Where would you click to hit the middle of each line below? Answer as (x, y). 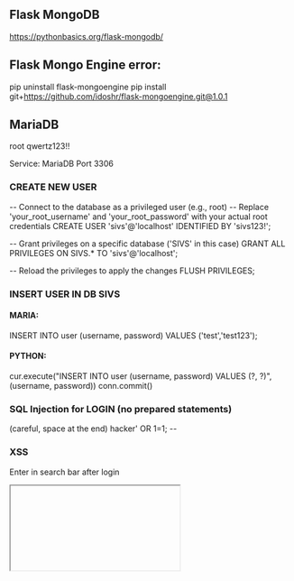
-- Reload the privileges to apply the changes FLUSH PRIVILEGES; (132, 271)
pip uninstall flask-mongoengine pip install (88, 87)
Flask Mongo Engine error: (85, 65)
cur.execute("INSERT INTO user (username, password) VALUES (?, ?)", (141, 376)
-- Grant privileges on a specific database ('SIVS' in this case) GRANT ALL (147, 244)
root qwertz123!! (40, 146)
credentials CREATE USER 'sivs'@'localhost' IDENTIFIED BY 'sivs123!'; (140, 226)
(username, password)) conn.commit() (81, 386)
